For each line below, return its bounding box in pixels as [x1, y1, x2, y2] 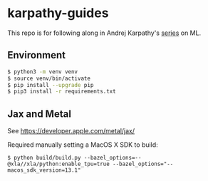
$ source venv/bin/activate [7, 75, 91, 82]
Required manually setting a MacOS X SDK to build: [7, 140, 158, 149]
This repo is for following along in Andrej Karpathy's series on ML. [7, 29, 202, 37]
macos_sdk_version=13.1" [7, 167, 81, 174]
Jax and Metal [7, 108, 71, 120]
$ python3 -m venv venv [7, 68, 78, 76]
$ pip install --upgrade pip [7, 81, 94, 88]
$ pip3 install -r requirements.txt [7, 88, 116, 95]
